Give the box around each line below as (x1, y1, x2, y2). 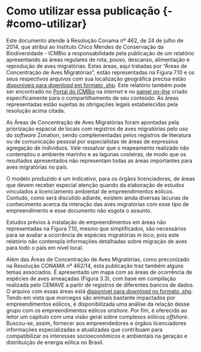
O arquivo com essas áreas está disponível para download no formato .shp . (6, 287, 193, 295)
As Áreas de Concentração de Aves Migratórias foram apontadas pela (6, 118, 179, 126)
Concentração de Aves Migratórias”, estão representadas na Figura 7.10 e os (6, 68, 195, 76)
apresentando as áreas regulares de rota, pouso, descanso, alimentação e (6, 56, 190, 63)
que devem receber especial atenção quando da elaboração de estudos (6, 181, 185, 189)
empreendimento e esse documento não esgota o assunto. (6, 207, 152, 214)
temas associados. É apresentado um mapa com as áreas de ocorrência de (6, 269, 193, 276)
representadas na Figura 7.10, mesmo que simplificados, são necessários (6, 225, 187, 232)
